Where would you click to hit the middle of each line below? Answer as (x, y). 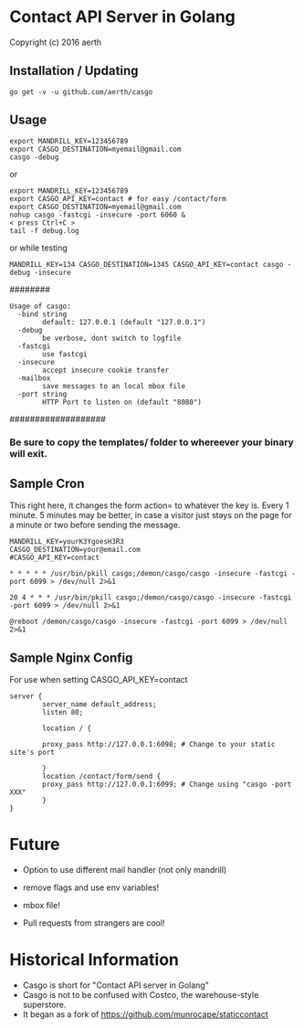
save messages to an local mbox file (114, 386)
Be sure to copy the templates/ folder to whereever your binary (152, 442)
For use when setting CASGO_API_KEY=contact (99, 680)
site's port (32, 753)
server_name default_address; (100, 705)
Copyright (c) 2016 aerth (56, 42)
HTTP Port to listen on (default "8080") (122, 402)
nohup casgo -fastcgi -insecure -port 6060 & (97, 215)
